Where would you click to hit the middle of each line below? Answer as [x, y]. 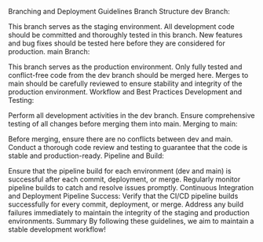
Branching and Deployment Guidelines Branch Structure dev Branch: [119, 11]
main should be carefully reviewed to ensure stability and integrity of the [125, 83]
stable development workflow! [57, 229]
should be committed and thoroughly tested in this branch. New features [126, 35]
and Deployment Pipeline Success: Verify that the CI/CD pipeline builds [123, 196]
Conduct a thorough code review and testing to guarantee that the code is [128, 147]
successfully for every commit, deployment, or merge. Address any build [126, 204]
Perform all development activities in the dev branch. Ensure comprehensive [131, 115]
